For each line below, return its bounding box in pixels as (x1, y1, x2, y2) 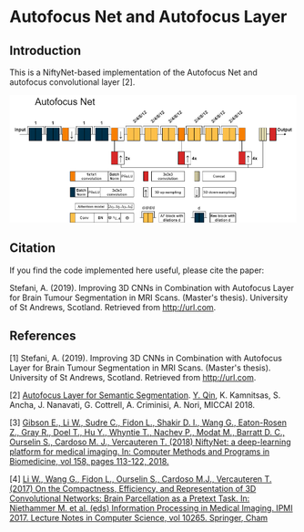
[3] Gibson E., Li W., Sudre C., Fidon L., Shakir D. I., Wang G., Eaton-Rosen (9, 417, 287, 428)
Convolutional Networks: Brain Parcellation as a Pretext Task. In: (9, 493, 250, 504)
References (9, 329, 76, 344)
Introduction (9, 43, 82, 58)
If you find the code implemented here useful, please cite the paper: (9, 265, 265, 276)
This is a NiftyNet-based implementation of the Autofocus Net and (9, 67, 258, 78)
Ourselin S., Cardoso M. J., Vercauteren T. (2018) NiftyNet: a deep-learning (9, 436, 291, 447)
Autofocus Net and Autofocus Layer (9, 6, 288, 27)
